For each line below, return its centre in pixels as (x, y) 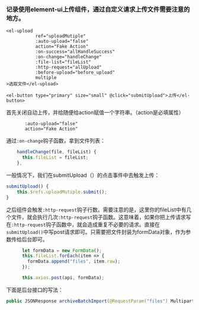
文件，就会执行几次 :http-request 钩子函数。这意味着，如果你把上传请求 (99, 217)
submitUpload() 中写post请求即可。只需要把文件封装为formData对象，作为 (96, 232)
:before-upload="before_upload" (75, 72)
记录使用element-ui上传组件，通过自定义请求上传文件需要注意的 (98, 9)
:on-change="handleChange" (68, 57)
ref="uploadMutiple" (60, 36)
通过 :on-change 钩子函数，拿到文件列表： (56, 141)
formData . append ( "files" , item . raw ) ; (74, 262)
